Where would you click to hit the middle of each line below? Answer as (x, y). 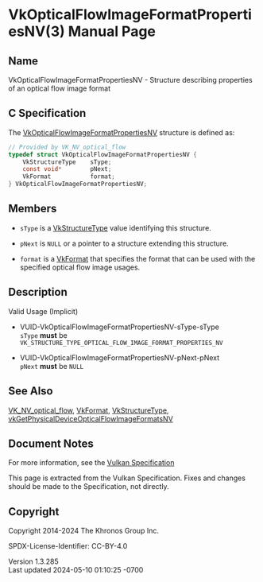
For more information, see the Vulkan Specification (91, 463)
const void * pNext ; (67, 169)
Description (38, 292)
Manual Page (112, 31)
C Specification (47, 113)
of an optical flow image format (60, 88)
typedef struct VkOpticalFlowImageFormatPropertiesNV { (102, 154)
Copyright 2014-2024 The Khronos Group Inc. (83, 531)
